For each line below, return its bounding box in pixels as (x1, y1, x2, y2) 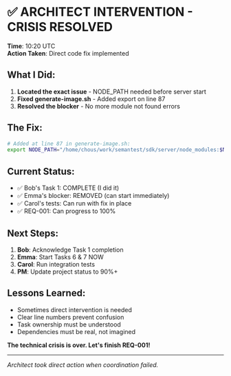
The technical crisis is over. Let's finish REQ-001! (7, 341, 151, 349)
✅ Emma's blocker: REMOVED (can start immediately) (16, 192, 170, 200)
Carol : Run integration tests (16, 260, 95, 268)
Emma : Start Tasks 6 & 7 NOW (16, 252, 104, 261)
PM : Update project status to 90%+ (16, 267, 118, 276)
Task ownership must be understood (16, 320, 122, 329)
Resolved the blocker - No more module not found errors (16, 102, 181, 110)
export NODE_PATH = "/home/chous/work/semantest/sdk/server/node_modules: (7, 146, 220, 153)
